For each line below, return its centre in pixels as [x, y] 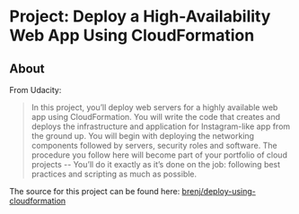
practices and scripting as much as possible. [114, 174]
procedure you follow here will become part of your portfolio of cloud [159, 155]
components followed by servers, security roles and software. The [154, 146]
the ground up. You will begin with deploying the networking [142, 136]
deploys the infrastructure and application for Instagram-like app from [161, 126]
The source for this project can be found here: [95, 191]
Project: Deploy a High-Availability [140, 17]
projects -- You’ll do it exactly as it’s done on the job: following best [156, 164]
